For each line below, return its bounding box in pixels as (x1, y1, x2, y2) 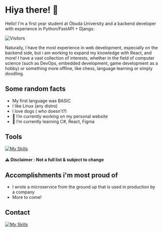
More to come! (12, 194, 42, 200)
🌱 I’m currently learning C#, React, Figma (12, 118, 95, 124)
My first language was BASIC (12, 98, 71, 104)
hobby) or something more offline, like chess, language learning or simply (5, 65, 153, 71)
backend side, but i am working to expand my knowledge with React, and (5, 50, 152, 56)
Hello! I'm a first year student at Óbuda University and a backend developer (5, 21, 157, 26)
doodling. (5, 70, 24, 76)
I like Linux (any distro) (12, 103, 58, 109)
